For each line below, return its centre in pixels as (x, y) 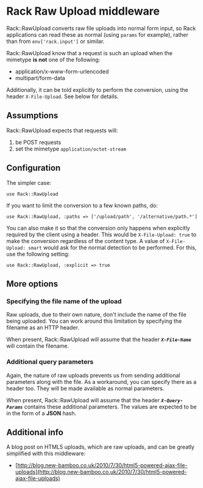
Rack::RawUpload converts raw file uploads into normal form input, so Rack (101, 28)
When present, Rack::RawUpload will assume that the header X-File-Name (99, 340)
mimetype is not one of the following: (53, 59)
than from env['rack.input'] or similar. (55, 41)
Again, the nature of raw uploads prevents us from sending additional (93, 375)
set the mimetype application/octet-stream (71, 149)
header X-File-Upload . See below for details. (62, 96)
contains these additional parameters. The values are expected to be (110, 407)
